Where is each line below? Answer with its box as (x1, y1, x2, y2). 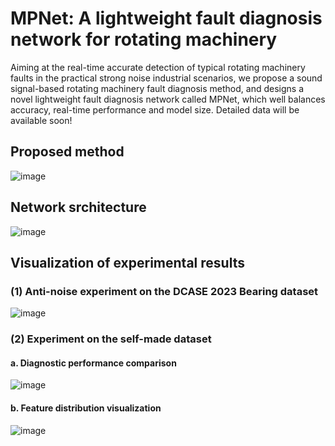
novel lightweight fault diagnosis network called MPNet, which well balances (10, 93, 326, 105)
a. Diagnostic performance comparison (10, 357, 177, 369)
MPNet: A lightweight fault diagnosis (10, 7, 323, 30)
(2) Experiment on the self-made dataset (10, 332, 212, 346)
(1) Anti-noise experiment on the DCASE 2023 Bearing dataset (10, 284, 319, 298)
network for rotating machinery (10, 28, 278, 51)
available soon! (10, 114, 73, 126)
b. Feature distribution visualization (10, 402, 162, 414)
